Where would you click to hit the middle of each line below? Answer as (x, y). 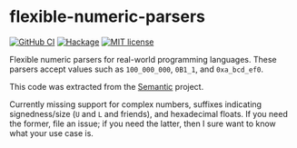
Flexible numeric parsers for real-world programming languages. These (143, 59)
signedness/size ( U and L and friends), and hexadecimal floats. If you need (148, 113)
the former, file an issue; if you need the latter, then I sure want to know (143, 123)
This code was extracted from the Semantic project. (107, 86)
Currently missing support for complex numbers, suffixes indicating (135, 104)
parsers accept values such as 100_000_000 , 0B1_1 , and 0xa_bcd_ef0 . (136, 69)
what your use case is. (51, 133)
